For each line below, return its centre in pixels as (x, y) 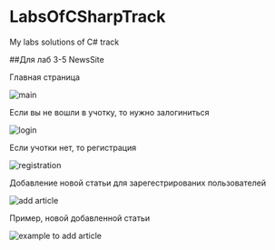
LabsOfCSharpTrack (88, 17)
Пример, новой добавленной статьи (80, 218)
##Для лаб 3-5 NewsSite (57, 59)
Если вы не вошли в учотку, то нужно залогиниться (110, 112)
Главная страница (44, 77)
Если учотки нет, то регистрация (73, 147)
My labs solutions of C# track (64, 42)
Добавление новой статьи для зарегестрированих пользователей (137, 183)
